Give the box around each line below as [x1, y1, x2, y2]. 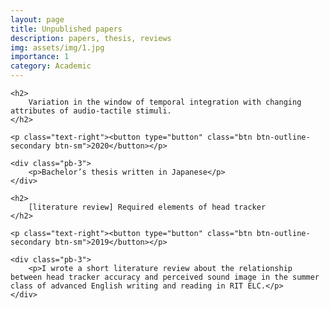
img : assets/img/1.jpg [10, 42, 105, 53]
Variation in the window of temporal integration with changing [28, 97, 302, 107]
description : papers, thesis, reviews [10, 33, 172, 43]
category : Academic [10, 61, 92, 71]
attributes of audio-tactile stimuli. [10, 106, 172, 116]
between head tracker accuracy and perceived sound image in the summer [10, 272, 320, 282]
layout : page [10, 14, 65, 25]
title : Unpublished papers [10, 24, 123, 34]
